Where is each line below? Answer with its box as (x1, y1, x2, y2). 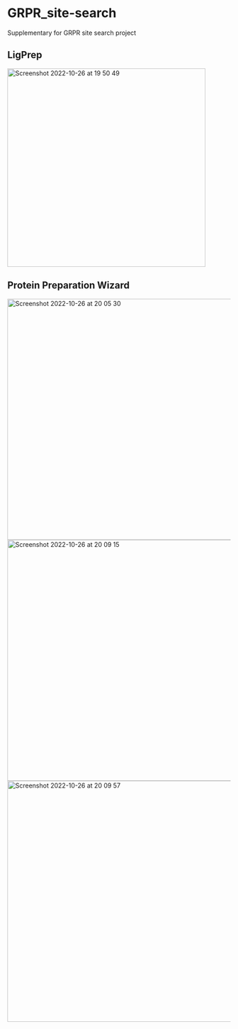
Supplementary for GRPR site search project (7, 28, 137, 37)
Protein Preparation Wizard (7, 279, 130, 292)
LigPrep (7, 49, 42, 61)
